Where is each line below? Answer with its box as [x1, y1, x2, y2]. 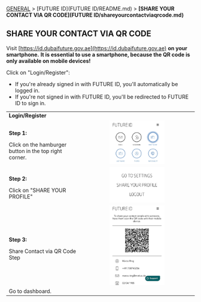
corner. [8, 154, 27, 161]
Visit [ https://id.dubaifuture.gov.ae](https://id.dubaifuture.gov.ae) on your [6, 44, 188, 51]
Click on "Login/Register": [6, 69, 71, 76]
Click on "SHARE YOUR [8, 187, 66, 194]
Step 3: [8, 236, 27, 243]
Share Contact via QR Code [8, 248, 77, 255]
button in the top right [8, 148, 62, 155]
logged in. [14, 87, 40, 94]
